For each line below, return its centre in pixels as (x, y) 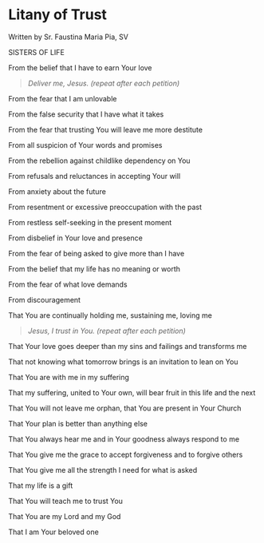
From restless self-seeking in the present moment (90, 222)
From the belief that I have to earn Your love (81, 67)
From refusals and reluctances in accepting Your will (95, 176)
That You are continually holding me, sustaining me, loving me (110, 315)
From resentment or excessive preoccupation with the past (105, 207)
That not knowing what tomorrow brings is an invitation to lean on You (123, 362)
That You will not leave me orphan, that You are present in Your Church (125, 408)
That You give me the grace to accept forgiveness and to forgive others (126, 454)
